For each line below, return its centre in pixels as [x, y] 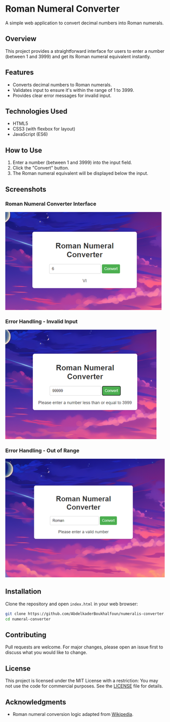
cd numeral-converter [28, 619]
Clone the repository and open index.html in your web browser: [72, 604]
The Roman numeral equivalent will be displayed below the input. [80, 174]
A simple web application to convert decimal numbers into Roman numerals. [84, 23]
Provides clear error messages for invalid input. [62, 95]
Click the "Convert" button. [41, 168]
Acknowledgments [36, 702]
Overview [21, 39]
